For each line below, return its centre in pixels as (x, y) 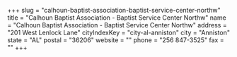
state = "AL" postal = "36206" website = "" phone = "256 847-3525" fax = (116, 40)
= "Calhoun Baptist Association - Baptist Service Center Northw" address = (117, 25)
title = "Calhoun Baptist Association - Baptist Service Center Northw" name (117, 18)
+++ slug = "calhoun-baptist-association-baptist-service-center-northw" (114, 10)
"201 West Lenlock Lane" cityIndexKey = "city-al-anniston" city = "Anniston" (118, 32)
